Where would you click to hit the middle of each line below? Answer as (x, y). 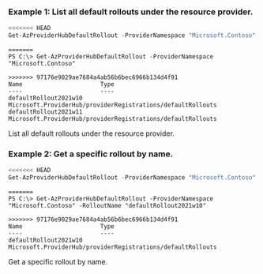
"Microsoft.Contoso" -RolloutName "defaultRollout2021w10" (107, 206)
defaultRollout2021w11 (45, 112)
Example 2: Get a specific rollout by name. (91, 154)
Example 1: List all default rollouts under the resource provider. (131, 12)
